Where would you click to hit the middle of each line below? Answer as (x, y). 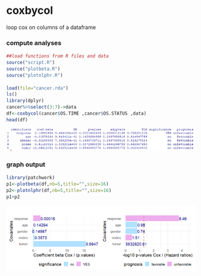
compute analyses (34, 43)
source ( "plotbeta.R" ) (33, 69)
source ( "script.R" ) (31, 63)
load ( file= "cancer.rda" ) (37, 88)
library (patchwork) (31, 178)
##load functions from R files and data (58, 56)
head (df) (17, 120)
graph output (26, 164)
